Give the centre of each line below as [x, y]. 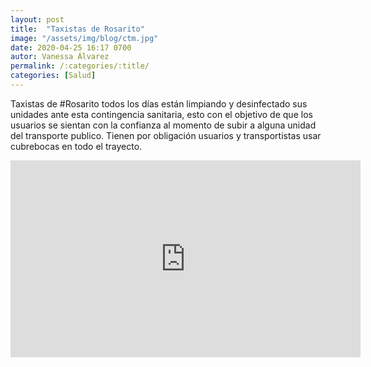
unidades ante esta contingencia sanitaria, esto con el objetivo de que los [161, 114]
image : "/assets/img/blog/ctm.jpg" [84, 38]
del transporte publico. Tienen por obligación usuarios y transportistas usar [166, 135]
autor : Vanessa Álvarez [60, 57]
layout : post [37, 19]
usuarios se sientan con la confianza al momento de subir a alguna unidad [163, 125]
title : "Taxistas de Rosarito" [77, 29]
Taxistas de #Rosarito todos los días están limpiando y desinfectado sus [159, 103]
